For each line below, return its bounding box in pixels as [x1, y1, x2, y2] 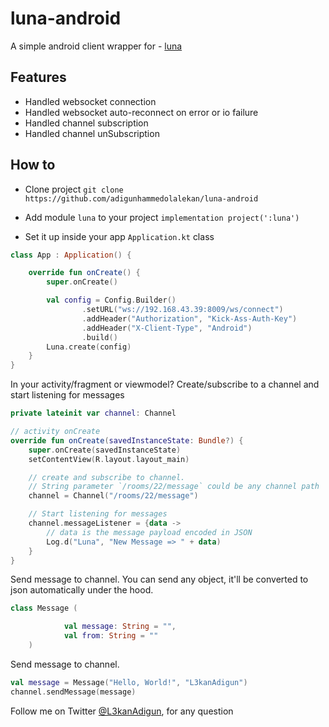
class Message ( [10, 603, 78, 614]
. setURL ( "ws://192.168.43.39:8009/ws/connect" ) [81, 305, 284, 315]
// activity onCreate [10, 427, 101, 437]
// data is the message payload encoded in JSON [46, 527, 253, 537]
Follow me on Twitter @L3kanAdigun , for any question [10, 705, 234, 717]
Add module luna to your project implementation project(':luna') [24, 211, 300, 223]
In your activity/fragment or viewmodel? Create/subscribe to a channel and [10, 378, 320, 391]
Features [10, 69, 67, 86]
